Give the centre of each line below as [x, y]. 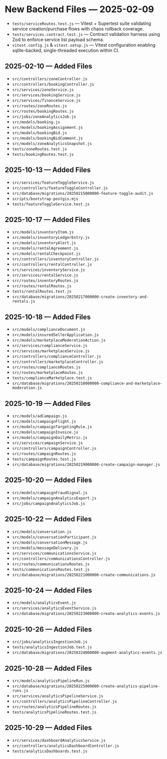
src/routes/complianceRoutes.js [46, 367]
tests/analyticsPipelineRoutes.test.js [54, 712]
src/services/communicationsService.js [54, 553]
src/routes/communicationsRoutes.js [51, 564]
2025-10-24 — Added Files [48, 590]
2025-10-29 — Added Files [48, 728]
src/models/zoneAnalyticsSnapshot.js [52, 144]
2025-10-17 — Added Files [48, 219]
